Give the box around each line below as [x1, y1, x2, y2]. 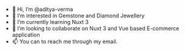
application [12, 31, 41, 38]
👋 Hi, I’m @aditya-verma [12, 6, 73, 13]
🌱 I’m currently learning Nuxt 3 [12, 19, 89, 25]
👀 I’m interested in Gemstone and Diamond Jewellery [12, 12, 145, 19]
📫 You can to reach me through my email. [12, 38, 118, 45]
